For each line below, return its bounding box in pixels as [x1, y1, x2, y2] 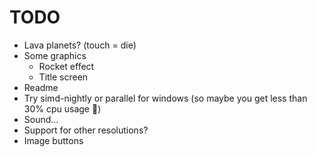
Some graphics [23, 49, 87, 61]
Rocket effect [38, 60, 95, 72]
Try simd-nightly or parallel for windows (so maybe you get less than [23, 92, 308, 104]
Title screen [38, 71, 89, 83]
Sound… [23, 113, 59, 125]
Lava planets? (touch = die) [23, 39, 137, 51]
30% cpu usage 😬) [23, 102, 102, 115]
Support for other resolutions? [23, 124, 149, 136]
